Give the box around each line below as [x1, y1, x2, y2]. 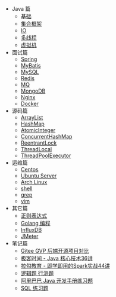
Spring [20, 56, 37, 63]
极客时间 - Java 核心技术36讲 [20, 255, 93, 262]
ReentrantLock [20, 139, 57, 146]
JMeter [20, 232, 39, 240]
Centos [20, 166, 39, 173]
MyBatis [20, 62, 41, 69]
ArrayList [20, 114, 43, 121]
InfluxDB [20, 226, 42, 233]
